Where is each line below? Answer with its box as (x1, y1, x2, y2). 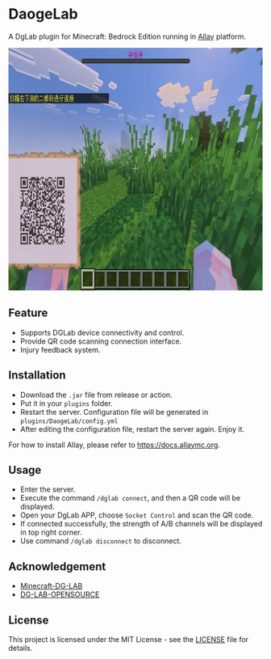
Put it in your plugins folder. (19, 398, 113, 408)
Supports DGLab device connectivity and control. (19, 327, 185, 337)
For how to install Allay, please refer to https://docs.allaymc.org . (8, 440, 220, 450)
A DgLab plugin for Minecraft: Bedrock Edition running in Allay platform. (8, 32, 246, 41)
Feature (8, 306, 48, 320)
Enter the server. (19, 484, 76, 494)
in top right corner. (19, 527, 82, 538)
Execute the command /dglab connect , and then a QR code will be (19, 493, 240, 503)
